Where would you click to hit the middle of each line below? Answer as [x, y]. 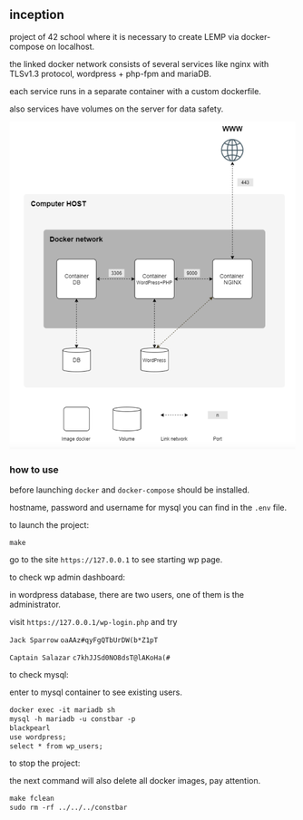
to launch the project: [49, 524]
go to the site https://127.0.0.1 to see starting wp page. [116, 559]
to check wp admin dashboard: [67, 577]
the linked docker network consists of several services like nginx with [139, 63]
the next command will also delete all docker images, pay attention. [135, 780]
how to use [34, 470]
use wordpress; [38, 737]
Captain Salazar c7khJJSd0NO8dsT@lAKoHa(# [90, 658]
